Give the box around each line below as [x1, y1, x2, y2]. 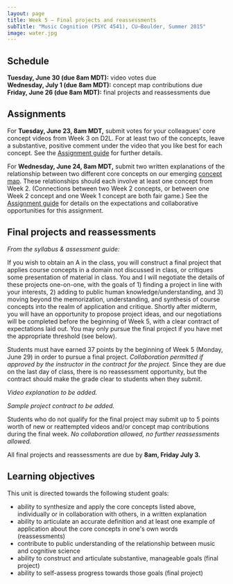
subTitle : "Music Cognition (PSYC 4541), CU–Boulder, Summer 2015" [7, 23, 207, 30]
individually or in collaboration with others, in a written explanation [17, 510, 207, 518]
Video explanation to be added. [7, 388, 98, 396]
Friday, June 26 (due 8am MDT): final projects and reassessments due [7, 88, 211, 97]
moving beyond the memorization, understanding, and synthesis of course [7, 295, 221, 303]
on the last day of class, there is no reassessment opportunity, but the [7, 367, 207, 375]
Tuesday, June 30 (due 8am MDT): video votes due [7, 73, 157, 82]
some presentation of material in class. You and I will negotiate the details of [7, 273, 225, 281]
